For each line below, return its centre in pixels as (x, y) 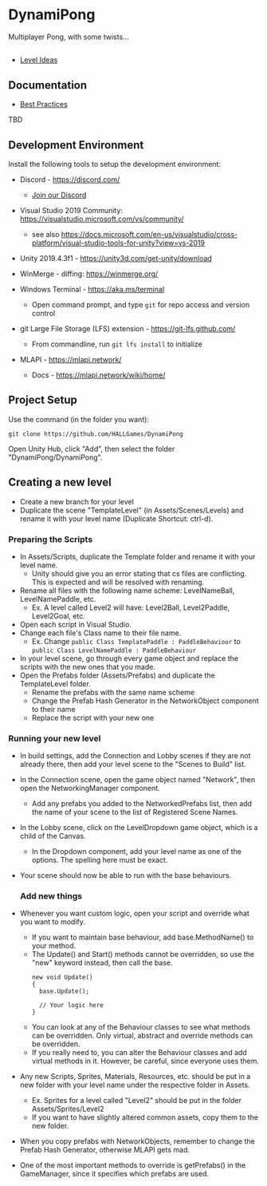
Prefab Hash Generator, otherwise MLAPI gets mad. (104, 1150)
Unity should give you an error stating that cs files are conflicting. (139, 573)
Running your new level (55, 738)
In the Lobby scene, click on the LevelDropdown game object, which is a (139, 828)
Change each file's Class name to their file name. (100, 633)
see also (45, 234)
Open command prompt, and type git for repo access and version (140, 304)
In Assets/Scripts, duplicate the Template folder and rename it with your (137, 556)
